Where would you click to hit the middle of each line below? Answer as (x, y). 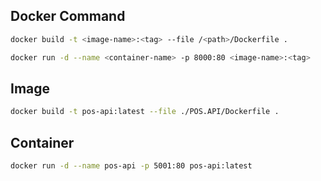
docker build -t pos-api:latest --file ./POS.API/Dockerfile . (145, 112)
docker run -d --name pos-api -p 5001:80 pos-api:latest (131, 166)
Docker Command (68, 16)
